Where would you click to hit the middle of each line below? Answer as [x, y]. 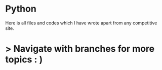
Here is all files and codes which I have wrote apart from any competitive [81, 23]
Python [21, 9]
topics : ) [24, 60]
